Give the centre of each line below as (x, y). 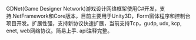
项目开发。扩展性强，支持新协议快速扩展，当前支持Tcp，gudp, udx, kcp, (94, 23)
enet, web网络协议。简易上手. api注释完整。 (59, 31)
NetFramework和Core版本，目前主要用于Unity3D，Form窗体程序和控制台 (102, 16)
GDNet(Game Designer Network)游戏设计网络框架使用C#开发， (83, 9)
